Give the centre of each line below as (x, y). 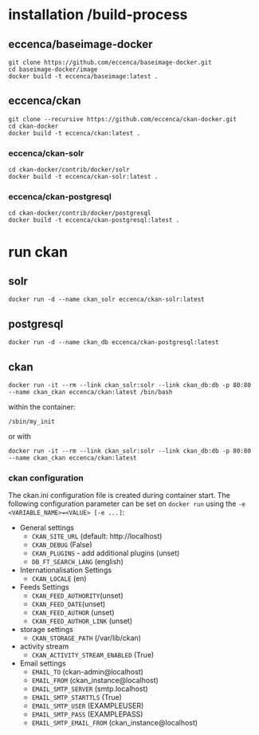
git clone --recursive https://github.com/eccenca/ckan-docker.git (123, 119)
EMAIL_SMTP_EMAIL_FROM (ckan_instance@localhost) (114, 723)
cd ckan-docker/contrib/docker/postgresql (80, 213)
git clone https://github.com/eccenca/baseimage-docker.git (110, 62)
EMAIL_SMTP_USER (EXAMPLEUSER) (88, 706)
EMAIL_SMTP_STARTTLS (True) (77, 697)
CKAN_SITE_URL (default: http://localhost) (97, 536)
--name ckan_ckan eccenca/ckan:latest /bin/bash (90, 393)
